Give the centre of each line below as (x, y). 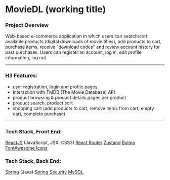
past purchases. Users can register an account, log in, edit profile (73, 52)
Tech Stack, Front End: (34, 131)
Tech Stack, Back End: (33, 161)
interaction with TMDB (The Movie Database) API (64, 92)
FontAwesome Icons (26, 148)
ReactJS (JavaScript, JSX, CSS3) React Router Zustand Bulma (70, 142)
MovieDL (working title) (56, 9)
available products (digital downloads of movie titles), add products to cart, (83, 42)
